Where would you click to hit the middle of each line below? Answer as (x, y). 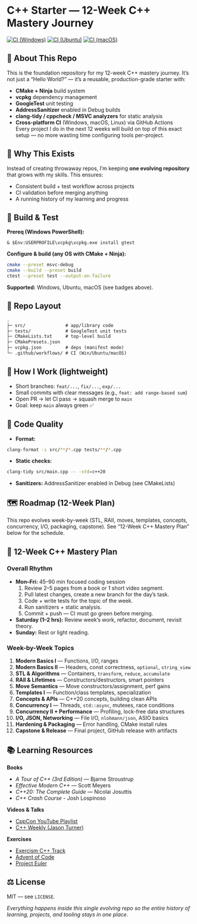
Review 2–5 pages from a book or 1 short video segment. (94, 588)
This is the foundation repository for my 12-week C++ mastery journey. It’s (98, 73)
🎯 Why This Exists (41, 154)
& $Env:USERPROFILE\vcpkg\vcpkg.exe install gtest (71, 243)
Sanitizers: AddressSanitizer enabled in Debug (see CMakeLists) (95, 483)
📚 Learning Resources (50, 750)
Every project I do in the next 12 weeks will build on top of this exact (98, 128)
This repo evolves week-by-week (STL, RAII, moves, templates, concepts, (97, 520)
